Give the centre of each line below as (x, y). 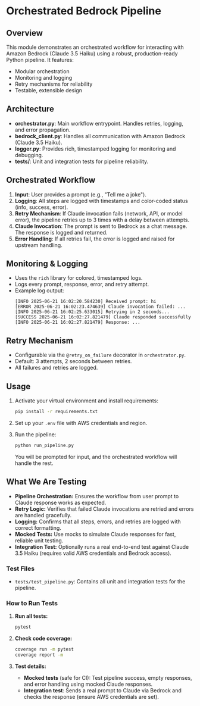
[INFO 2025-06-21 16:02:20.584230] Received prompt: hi (85, 302)
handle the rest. (34, 463)
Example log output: (39, 290)
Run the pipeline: (35, 434)
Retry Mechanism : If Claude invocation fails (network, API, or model (99, 213)
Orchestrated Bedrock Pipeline (84, 11)
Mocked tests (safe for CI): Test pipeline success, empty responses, (108, 677)
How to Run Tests (32, 603)
